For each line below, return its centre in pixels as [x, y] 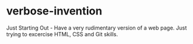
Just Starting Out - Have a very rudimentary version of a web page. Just [96, 28]
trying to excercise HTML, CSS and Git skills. [62, 34]
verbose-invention [54, 11]
